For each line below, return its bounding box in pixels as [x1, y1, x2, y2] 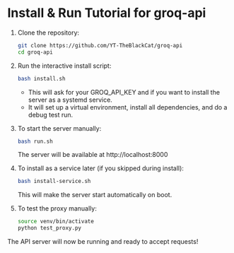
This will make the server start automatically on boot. [17, 191, 172, 199]
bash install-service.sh [17, 178, 91, 185]
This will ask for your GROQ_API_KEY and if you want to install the [28, 88, 221, 96]
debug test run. [28, 110, 74, 119]
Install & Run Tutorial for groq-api [7, 5, 206, 21]
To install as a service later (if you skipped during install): [17, 164, 184, 172]
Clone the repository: [17, 28, 80, 37]
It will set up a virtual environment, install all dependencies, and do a [28, 102, 228, 111]
